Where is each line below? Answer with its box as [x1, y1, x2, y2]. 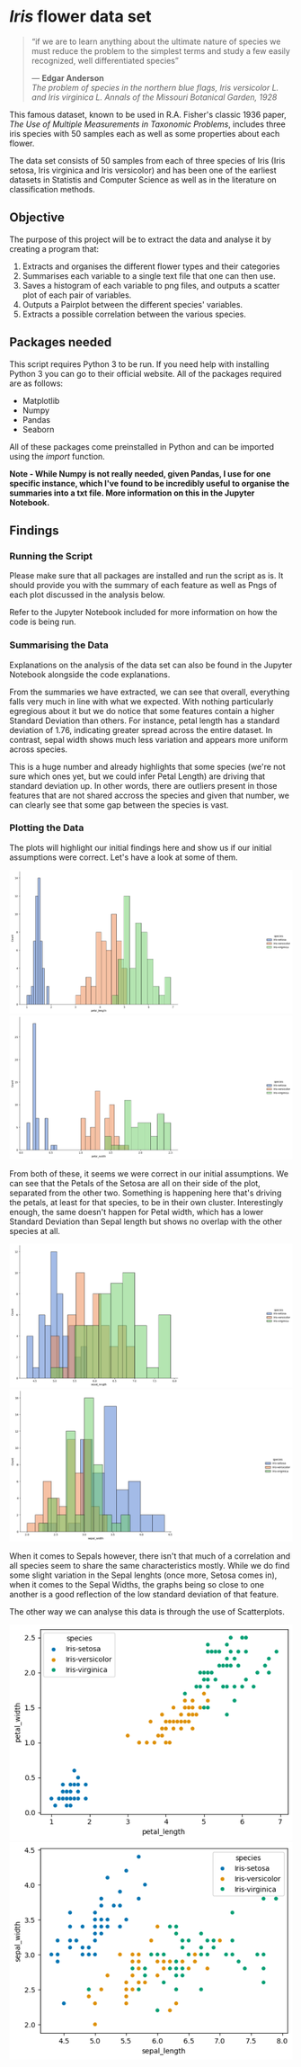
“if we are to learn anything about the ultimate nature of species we [31, 36, 281, 47]
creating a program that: [9, 243, 100, 254]
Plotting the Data [9, 821, 84, 834]
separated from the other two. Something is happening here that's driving [9, 1187, 282, 1198]
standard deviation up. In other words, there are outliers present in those [9, 780, 278, 791]
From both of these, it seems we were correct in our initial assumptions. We [9, 1168, 289, 1179]
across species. [9, 744, 68, 755]
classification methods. [9, 183, 96, 194]
